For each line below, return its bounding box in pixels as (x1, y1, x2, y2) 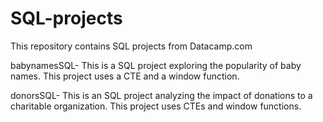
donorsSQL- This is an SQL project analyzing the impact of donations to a (10, 89, 313, 101)
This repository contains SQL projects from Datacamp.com (10, 40, 253, 52)
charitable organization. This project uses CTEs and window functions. (10, 100, 302, 112)
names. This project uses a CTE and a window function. (10, 70, 240, 82)
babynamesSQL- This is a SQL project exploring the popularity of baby (10, 59, 302, 71)
